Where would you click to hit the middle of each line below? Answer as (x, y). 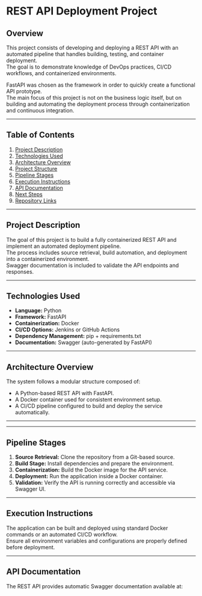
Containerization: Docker (47, 324)
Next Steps (29, 194)
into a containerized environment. (48, 259)
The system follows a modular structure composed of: (73, 382)
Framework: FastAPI (41, 317)
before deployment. (31, 547)
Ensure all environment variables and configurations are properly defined (97, 541)
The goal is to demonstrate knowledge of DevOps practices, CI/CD (89, 67)
